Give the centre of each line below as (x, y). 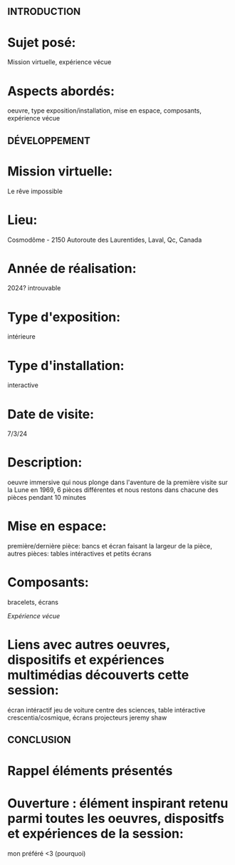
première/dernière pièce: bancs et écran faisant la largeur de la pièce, (110, 546)
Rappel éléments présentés (90, 771)
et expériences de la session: (95, 833)
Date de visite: (51, 414)
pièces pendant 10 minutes (47, 498)
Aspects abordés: (61, 91)
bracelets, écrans (33, 603)
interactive (23, 385)
